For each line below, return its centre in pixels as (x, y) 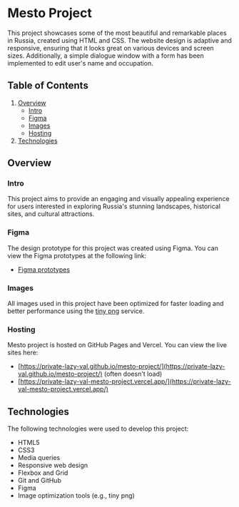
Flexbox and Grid (43, 473)
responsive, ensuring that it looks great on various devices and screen (111, 48)
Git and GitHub (40, 481)
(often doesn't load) (133, 374)
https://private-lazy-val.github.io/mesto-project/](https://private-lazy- (123, 367)
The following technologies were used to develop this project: (98, 429)
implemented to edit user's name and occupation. (80, 63)
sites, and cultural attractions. (51, 214)
